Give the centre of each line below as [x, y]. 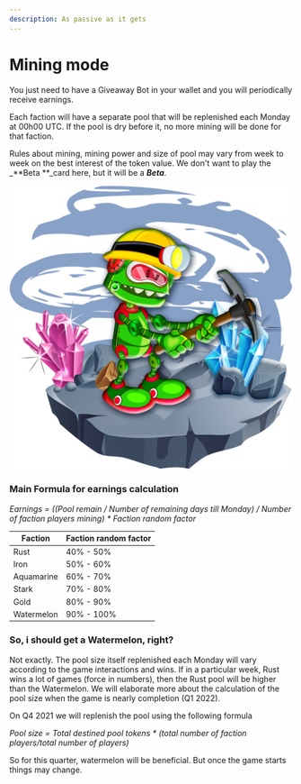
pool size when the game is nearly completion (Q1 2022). [115, 697]
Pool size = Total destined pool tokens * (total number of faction [128, 733]
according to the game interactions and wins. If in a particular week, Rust [145, 669]
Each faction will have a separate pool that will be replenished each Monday [150, 116]
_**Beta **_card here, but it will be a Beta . [88, 172]
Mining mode [59, 64]
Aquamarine [35, 577]
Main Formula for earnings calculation [94, 489]
